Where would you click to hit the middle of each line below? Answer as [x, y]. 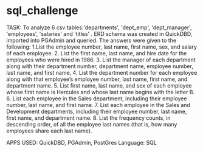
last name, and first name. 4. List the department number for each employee [102, 72]
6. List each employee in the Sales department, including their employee [97, 98]
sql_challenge [42, 11]
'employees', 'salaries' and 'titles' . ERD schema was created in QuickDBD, [99, 33]
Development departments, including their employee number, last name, [97, 111]
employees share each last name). [49, 131]
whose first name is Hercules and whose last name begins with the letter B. [101, 92]
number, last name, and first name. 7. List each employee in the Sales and [98, 105]
